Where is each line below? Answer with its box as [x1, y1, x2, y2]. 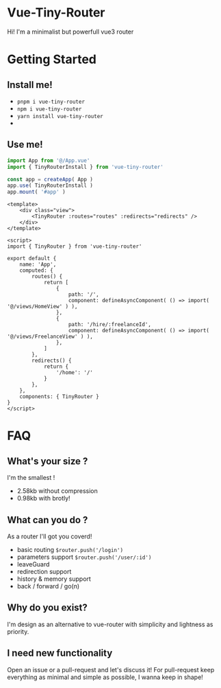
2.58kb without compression [16, 487, 98, 495]
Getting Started [7, 51, 97, 67]
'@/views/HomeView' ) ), [7, 303, 78, 310]
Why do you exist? [7, 602, 88, 614]
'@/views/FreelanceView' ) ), [7, 333, 94, 341]
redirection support [16, 567, 72, 575]
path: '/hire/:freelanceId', [68, 321, 152, 328]
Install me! [7, 79, 53, 91]
